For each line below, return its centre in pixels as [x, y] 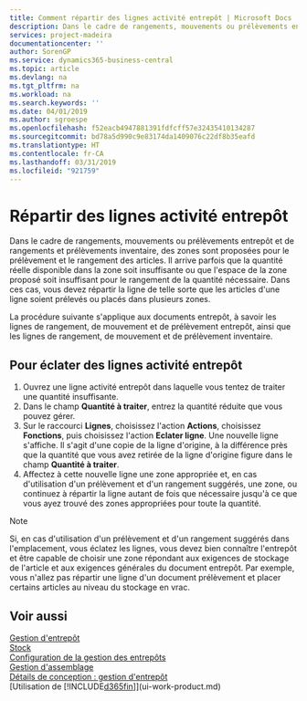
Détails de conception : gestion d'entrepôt [89, 676]
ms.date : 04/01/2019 [49, 111]
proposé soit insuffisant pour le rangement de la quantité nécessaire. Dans [150, 280]
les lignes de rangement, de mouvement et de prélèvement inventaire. [141, 336]
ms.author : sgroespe [49, 120]
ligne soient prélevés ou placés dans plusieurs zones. [110, 299]
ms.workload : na [40, 94]
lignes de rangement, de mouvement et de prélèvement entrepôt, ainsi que [150, 327]
